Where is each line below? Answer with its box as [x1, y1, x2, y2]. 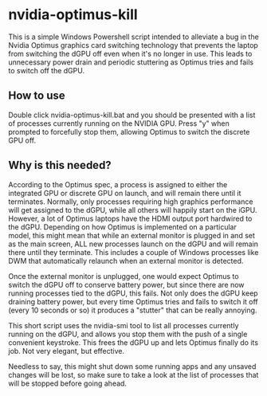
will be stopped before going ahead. [8, 378, 128, 388]
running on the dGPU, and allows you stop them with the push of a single [8, 329, 248, 339]
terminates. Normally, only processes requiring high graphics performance [8, 197, 253, 206]
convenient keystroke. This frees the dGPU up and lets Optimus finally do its [8, 337, 259, 347]
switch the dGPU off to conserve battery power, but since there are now [8, 280, 245, 289]
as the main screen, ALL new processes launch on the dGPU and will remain [8, 239, 259, 249]
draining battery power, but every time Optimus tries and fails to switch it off [8, 296, 259, 306]
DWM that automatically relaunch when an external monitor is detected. [8, 256, 244, 265]
